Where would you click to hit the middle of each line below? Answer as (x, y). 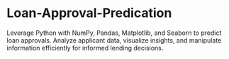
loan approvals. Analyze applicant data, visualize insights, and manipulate (114, 40)
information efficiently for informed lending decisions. (85, 48)
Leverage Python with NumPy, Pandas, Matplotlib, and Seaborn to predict (114, 33)
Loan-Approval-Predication (89, 13)
